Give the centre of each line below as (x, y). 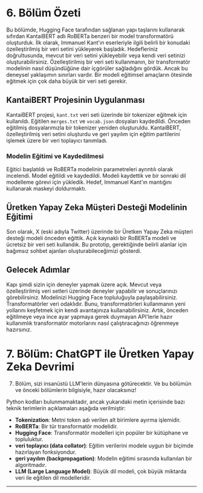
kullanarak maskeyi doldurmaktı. (46, 189)
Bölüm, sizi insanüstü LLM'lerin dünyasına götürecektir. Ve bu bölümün (103, 384)
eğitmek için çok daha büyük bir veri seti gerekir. (67, 81)
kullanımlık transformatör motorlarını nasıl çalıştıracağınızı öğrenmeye (93, 323)
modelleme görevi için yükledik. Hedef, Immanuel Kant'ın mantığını (89, 182)
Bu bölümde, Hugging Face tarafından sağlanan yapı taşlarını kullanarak (96, 30)
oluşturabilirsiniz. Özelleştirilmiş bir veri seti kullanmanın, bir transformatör (98, 62)
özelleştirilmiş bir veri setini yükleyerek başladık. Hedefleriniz (82, 49)
